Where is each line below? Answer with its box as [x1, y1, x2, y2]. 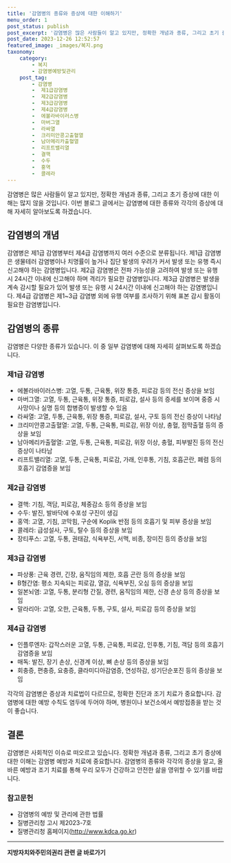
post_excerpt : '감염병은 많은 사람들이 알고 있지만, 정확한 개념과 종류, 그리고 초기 [7, 29, 219, 37]
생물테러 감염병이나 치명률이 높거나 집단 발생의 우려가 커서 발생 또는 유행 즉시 [14, 258, 222, 266]
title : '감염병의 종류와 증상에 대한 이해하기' [7, 10, 123, 17]
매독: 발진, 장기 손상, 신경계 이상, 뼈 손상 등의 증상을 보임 [16, 658, 169, 666]
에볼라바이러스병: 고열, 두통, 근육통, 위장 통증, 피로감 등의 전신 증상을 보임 [16, 386, 215, 395]
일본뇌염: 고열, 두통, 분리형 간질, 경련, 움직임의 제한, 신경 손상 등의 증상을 [16, 588, 213, 596]
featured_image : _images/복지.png [7, 42, 103, 49]
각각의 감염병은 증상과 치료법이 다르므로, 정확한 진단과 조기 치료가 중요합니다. [7, 689, 214, 698]
